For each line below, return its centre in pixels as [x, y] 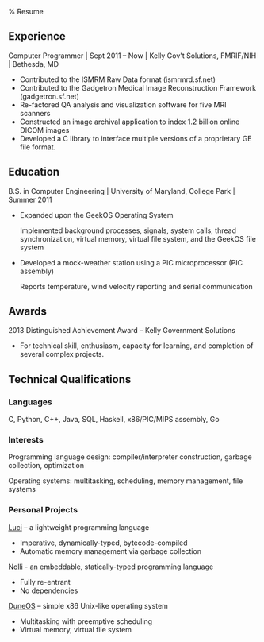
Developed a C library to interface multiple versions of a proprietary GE [136, 138]
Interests [26, 440]
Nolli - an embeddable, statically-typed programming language [111, 567]
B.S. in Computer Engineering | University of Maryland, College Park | [122, 191]
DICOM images [44, 130]
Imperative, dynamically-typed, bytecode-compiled [103, 543]
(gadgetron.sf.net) [49, 96]
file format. [38, 147]
